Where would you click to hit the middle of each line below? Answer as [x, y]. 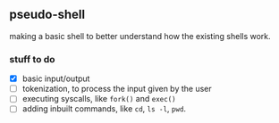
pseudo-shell [47, 15]
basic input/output [56, 78]
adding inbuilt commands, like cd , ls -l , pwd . [104, 109]
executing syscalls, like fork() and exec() [99, 99]
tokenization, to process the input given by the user [117, 89]
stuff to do [32, 59]
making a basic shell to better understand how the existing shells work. [140, 36]
